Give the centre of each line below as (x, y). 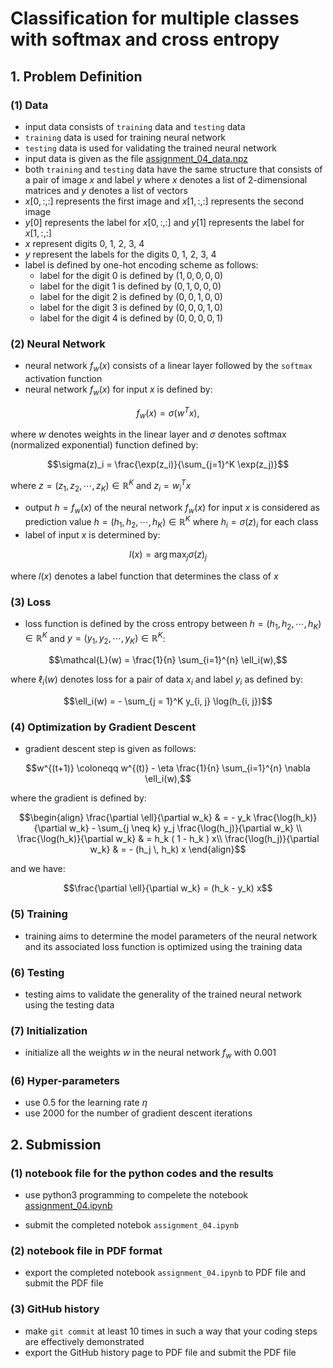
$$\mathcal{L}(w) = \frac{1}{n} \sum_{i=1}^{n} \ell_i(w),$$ (168, 660)
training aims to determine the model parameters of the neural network (171, 936)
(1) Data (29, 105)
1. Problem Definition (76, 76)
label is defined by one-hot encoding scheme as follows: (141, 264)
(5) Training (39, 914)
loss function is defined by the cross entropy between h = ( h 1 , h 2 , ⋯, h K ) (173, 625)
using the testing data (69, 1004)
